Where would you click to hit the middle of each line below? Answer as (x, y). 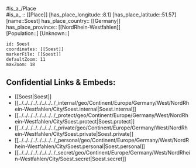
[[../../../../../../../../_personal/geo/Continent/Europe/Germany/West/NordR (102, 140)
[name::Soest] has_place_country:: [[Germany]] (63, 21)
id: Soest (18, 44)
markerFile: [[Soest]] (34, 54)
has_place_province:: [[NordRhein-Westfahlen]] (63, 27)
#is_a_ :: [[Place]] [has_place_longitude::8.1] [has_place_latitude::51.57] (91, 15)
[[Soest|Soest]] (33, 97)
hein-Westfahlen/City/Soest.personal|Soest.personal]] (80, 146)
